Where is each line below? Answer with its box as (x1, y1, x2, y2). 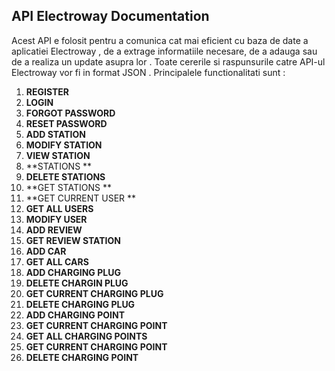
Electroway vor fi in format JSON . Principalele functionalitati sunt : (11, 66, 286, 78)
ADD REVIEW (25, 224, 83, 236)
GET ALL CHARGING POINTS (25, 330, 148, 342)
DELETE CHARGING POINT (25, 351, 139, 363)
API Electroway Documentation (11, 8, 210, 25)
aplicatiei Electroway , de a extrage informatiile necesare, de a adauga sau (11, 45, 318, 57)
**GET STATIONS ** (25, 181, 112, 193)
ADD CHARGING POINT (25, 309, 125, 321)
